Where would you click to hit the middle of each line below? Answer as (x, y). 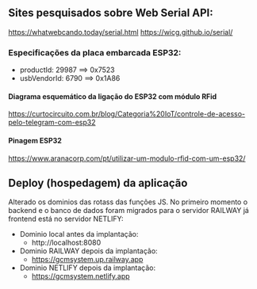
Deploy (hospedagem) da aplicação (98, 183)
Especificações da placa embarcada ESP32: (95, 52)
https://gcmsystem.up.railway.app (87, 260)
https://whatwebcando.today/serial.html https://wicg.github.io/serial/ (121, 32)
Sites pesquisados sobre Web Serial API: (111, 13)
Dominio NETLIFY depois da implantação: (88, 268)
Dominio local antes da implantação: (79, 234)
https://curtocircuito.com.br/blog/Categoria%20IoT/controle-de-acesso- (127, 114)
